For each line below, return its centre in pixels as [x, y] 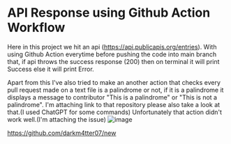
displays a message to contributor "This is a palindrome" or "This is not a [112, 97]
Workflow [36, 27]
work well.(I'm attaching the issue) [57, 119]
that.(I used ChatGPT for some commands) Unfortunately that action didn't [114, 112]
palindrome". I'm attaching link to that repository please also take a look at [114, 104]
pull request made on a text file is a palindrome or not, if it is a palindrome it [115, 90]
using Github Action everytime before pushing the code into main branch [112, 54]
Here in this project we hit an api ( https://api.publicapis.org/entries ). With [112, 47]
